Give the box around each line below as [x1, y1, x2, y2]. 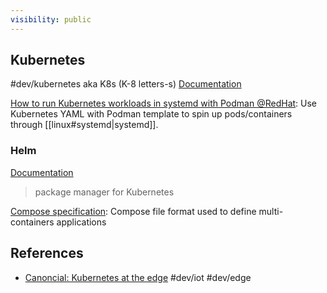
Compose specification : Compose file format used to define [10, 205, 257, 217]
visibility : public [10, 14, 92, 25]
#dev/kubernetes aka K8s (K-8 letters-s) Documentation [10, 78, 242, 90]
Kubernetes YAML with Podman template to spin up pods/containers [10, 108, 293, 120]
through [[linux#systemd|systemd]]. [10, 119, 159, 131]
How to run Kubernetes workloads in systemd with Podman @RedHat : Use [10, 97, 318, 110]
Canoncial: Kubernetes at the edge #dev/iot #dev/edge [24, 271, 252, 283]
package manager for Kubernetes [34, 186, 175, 198]
